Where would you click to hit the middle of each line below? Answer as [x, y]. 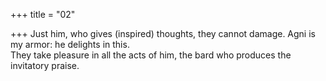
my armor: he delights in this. [70, 44]
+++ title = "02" [43, 14]
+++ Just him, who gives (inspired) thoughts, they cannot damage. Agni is [163, 33]
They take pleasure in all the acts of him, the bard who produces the [151, 55]
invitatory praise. [45, 65]
